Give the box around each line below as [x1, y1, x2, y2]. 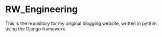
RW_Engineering [5, 4, 78, 15]
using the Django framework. [5, 25, 66, 31]
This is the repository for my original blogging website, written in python [5, 20, 157, 26]
